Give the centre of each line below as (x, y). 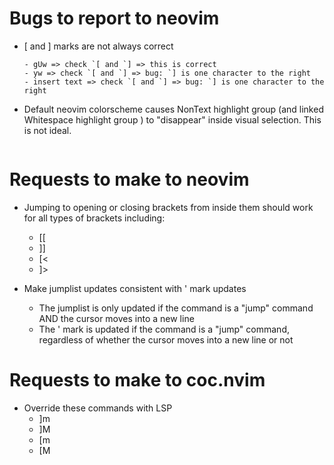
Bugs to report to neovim (114, 18)
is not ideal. (47, 130)
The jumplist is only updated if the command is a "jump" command (176, 308)
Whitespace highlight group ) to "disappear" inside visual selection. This (172, 119)
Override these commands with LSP (98, 408)
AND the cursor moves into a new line (116, 318)
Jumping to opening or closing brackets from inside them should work (168, 207)
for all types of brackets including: (94, 218)
